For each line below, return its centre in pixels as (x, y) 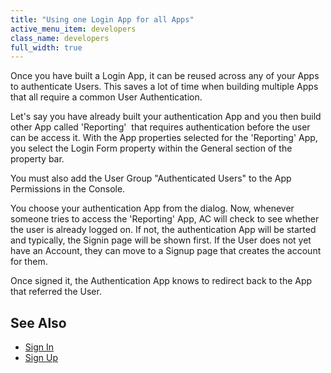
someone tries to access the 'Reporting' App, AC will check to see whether (165, 219)
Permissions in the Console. (68, 189)
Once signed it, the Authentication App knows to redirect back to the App (161, 281)
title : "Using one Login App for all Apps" (102, 19)
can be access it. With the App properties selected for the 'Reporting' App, (164, 138)
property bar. (37, 159)
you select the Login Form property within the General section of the (151, 148)
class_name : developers (60, 38)
